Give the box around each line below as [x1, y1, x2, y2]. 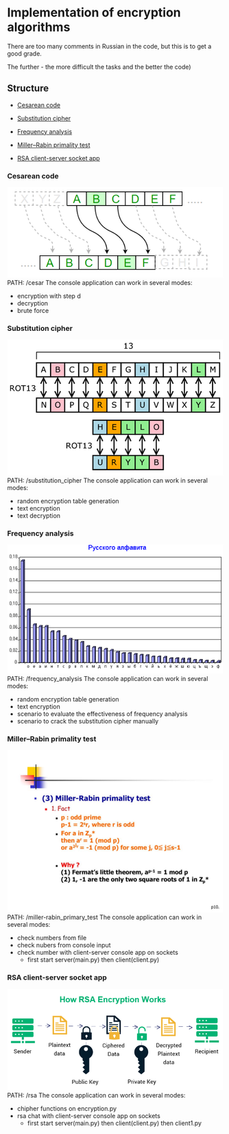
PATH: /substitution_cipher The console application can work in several [7, 476, 208, 485]
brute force [16, 306, 49, 314]
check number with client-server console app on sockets [16, 949, 178, 957]
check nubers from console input [16, 941, 111, 949]
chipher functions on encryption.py [16, 1104, 117, 1113]
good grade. [7, 49, 43, 58]
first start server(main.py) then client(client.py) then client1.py [27, 1119, 202, 1127]
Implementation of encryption [7, 5, 182, 21]
